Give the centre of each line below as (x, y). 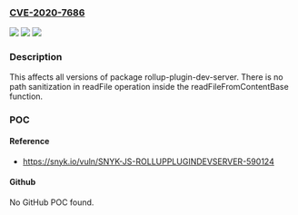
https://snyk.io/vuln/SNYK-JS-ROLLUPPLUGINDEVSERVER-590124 (148, 161)
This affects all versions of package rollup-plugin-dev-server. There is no (146, 77)
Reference (30, 142)
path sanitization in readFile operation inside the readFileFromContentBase (149, 86)
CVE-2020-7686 (47, 13)
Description (36, 57)
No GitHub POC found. (52, 202)
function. (26, 96)
